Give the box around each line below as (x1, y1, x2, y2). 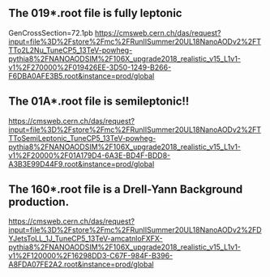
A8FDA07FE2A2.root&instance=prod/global (8, 259, 154, 270)
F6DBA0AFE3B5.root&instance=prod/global (8, 70, 155, 80)
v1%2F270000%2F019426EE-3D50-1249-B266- (8, 62, 172, 72)
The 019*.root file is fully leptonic (8, 6, 182, 20)
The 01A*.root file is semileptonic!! (8, 95, 190, 109)
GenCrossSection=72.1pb (8, 28, 93, 37)
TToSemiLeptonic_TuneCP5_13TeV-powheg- (8, 133, 156, 143)
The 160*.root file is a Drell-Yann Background (8, 182, 243, 197)
